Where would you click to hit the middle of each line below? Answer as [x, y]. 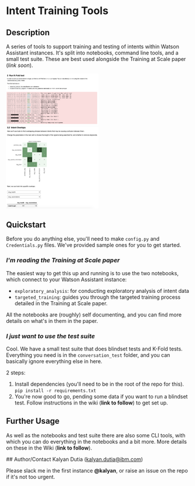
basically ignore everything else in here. [54, 361]
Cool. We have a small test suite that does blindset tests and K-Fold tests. [94, 349]
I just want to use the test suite [51, 336]
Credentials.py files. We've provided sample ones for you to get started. [94, 245]
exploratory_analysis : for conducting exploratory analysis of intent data [102, 291]
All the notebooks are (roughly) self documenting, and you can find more [94, 315]
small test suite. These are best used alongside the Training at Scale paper [96, 59]
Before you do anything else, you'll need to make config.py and [83, 239]
